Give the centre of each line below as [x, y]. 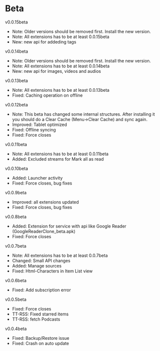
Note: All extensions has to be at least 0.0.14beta [61, 66]
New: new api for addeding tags [44, 41]
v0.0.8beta [16, 217]
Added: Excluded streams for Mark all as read [58, 159]
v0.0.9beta [16, 192]
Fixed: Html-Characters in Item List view [52, 271]
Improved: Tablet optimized [39, 124]
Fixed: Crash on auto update [40, 343]
